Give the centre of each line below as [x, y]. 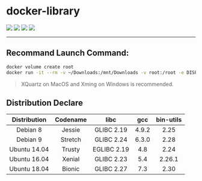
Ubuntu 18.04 [29, 169]
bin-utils [169, 120]
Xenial [71, 159]
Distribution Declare [44, 103]
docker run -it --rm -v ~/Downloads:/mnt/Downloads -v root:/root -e [95, 72]
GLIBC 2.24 [111, 140]
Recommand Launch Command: [68, 53]
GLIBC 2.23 [111, 159]
